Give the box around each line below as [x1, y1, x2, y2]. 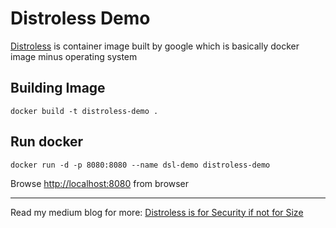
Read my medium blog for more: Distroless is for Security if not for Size [10, 206, 304, 218]
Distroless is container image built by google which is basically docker [10, 40, 300, 52]
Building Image [10, 80, 106, 97]
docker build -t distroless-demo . [10, 106, 159, 116]
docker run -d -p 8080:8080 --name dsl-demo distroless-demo [10, 160, 271, 170]
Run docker [10, 133, 84, 151]
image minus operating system [10, 50, 138, 62]
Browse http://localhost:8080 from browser [10, 177, 190, 189]
